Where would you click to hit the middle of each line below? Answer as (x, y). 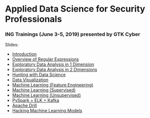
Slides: (12, 45)
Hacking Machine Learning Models (47, 111)
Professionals (34, 19)
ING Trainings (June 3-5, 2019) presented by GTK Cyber (73, 34)
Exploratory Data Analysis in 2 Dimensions (55, 70)
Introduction (24, 54)
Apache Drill (25, 105)
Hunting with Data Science (39, 75)
